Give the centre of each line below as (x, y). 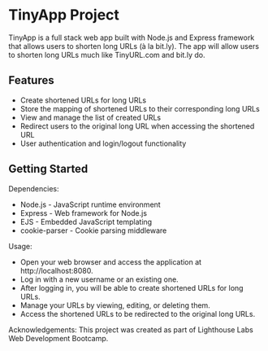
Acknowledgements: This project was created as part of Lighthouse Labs (131, 329)
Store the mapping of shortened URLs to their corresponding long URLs (140, 108)
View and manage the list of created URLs (90, 117)
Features (31, 80)
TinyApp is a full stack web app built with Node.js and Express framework (132, 37)
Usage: (20, 246)
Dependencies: (34, 188)
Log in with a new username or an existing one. (99, 279)
